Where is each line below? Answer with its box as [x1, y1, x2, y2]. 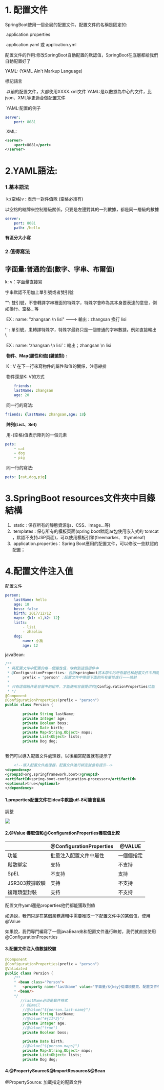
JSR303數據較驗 [7, 879, 46, 886]
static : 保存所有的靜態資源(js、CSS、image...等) [13, 522, 111, 528]
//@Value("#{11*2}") [22, 1016, 64, 1021]
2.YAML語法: [5, 165, 58, 176]
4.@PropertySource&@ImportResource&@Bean [5, 1067, 105, 1073]
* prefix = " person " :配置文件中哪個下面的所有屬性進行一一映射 [7, 675, 137, 680]
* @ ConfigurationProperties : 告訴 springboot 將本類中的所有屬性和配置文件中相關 [7, 671, 160, 676]
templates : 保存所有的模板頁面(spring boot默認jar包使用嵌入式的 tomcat [13, 528, 159, 534]
